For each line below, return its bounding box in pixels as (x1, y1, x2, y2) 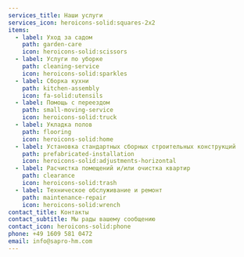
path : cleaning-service (22, 63, 100, 71)
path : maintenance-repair (22, 194, 107, 201)
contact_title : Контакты (8, 208, 89, 216)
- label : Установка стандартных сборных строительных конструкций (15, 143, 236, 150)
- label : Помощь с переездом (15, 99, 110, 107)
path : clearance (22, 172, 76, 180)
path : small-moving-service (22, 107, 113, 114)
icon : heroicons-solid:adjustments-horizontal (22, 157, 177, 165)
